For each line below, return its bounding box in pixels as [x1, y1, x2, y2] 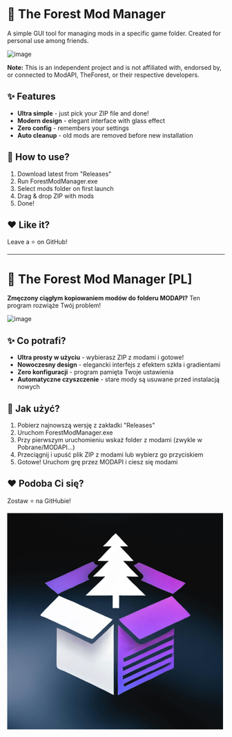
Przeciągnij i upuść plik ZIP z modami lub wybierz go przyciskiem [17, 450, 204, 459]
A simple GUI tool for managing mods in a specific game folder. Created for [7, 29, 221, 37]
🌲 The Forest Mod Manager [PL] [7, 271, 193, 286]
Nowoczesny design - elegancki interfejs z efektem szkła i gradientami [17, 361, 221, 369]
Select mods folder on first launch [17, 184, 114, 192]
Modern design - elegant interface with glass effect [17, 116, 166, 125]
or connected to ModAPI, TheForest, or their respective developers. [7, 71, 200, 79]
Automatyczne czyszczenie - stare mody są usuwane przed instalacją [17, 375, 220, 383]
